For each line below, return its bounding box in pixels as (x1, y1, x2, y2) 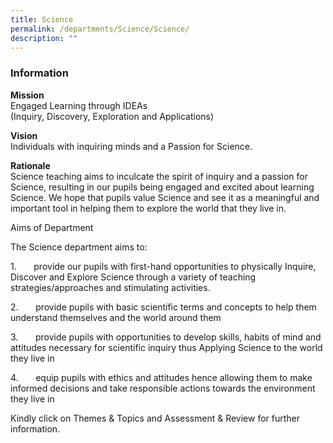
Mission (10, 89, 45, 101)
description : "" (10, 33, 78, 43)
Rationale (10, 159, 51, 171)
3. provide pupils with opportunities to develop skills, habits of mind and (10, 331, 322, 343)
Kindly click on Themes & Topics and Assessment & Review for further (10, 412, 300, 424)
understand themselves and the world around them (10, 311, 222, 323)
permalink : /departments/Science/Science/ (10, 24, 190, 34)
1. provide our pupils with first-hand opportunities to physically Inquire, (10, 260, 317, 272)
